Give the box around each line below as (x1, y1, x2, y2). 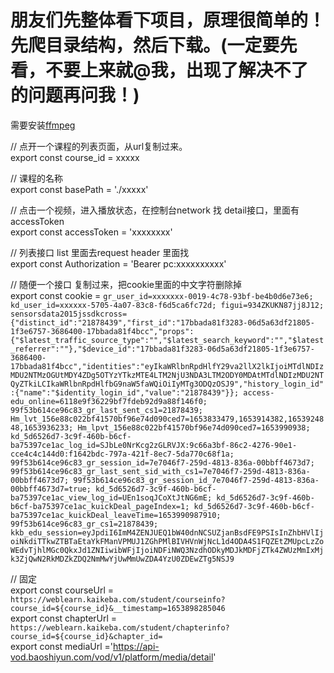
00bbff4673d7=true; (10, 484, 92, 494)
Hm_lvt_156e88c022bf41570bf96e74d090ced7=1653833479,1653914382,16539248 (10, 414, 325, 424)
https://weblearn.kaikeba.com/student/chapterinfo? (10, 622, 230, 633)
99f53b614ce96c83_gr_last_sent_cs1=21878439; (10, 405, 203, 415)
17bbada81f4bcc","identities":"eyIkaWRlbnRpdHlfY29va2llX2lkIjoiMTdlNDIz (10, 361, 325, 371)
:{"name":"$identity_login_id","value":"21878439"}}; (10, 387, 240, 398)
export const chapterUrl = (10, 612, 118, 624)
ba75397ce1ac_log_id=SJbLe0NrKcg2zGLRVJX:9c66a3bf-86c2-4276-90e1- (10, 440, 298, 450)
